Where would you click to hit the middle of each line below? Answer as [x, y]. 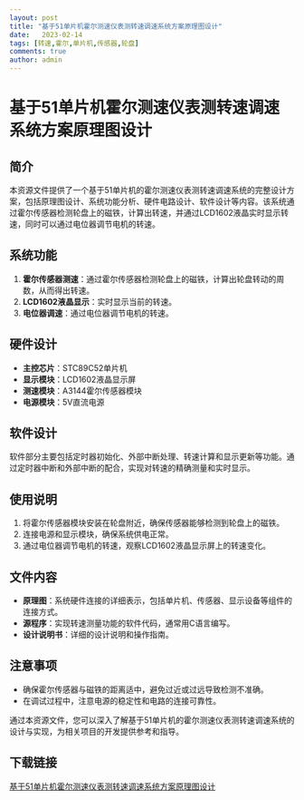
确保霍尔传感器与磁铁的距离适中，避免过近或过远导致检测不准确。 [145, 689]
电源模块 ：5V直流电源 [63, 402]
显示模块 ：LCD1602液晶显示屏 [79, 379]
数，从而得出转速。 [58, 290]
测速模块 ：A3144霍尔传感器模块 [82, 390]
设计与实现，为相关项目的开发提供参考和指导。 [96, 731]
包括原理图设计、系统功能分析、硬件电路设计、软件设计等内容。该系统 [156, 201]
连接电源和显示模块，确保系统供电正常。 [98, 534]
